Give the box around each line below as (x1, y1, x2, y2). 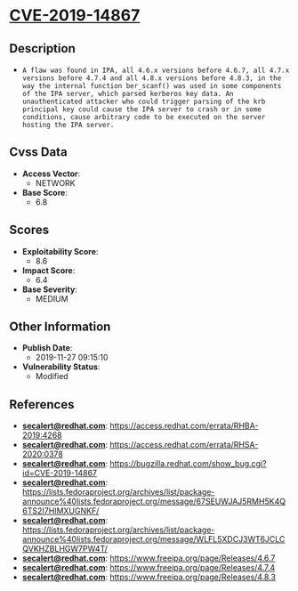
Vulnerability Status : (21, 361, 101, 372)
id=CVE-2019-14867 (21, 468, 98, 479)
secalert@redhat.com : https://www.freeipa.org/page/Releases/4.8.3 (21, 571, 277, 583)
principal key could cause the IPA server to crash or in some (21, 105, 262, 114)
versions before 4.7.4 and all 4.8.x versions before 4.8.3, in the (21, 74, 282, 83)
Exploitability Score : (21, 246, 99, 256)
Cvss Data (9, 144, 68, 160)
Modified (35, 371, 68, 382)
